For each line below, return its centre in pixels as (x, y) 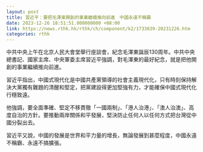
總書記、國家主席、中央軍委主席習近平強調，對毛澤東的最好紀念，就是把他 (99, 59)
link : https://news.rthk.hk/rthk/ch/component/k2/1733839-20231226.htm (98, 29)
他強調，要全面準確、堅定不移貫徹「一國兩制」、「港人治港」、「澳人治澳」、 (98, 108)
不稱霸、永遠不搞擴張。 (35, 143)
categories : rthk (28, 34)
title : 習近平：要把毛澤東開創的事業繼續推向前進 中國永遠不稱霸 (79, 17)
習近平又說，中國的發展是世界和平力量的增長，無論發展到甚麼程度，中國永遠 (101, 135)
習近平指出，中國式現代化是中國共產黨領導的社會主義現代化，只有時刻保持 (99, 80)
